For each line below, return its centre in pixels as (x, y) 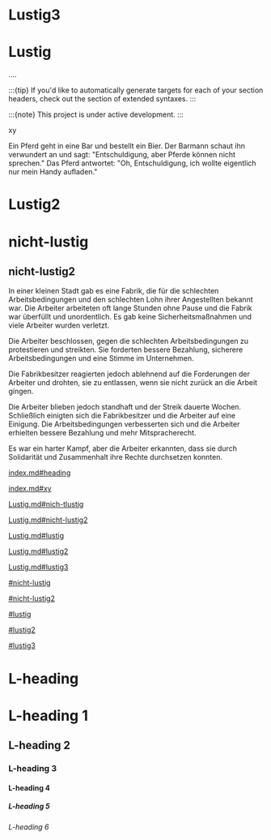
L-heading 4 (30, 787)
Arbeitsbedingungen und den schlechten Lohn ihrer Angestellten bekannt (131, 300)
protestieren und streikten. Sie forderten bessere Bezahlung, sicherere (126, 349)
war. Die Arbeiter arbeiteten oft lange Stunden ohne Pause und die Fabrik (130, 308)
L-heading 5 (29, 806)
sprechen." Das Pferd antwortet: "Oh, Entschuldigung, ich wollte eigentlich (132, 163)
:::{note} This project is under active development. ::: (96, 114)
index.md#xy (30, 489)
